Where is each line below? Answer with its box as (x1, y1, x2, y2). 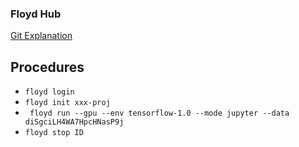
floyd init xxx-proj (24, 98, 111, 108)
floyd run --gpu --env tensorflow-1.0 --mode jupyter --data (29, 108, 290, 119)
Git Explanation (10, 30, 73, 42)
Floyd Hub (10, 7, 62, 21)
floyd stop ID (24, 128, 84, 138)
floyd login (24, 87, 75, 97)
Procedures (10, 58, 85, 76)
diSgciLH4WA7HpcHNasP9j (24, 117, 125, 127)
